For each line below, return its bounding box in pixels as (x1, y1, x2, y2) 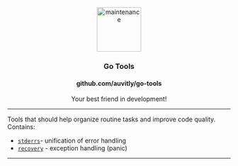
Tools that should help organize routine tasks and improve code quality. (7, 115, 216, 123)
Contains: (7, 123, 35, 131)
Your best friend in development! (71, 95, 167, 104)
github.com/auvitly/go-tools (76, 79, 162, 87)
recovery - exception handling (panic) (17, 144, 127, 153)
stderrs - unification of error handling (17, 136, 126, 145)
